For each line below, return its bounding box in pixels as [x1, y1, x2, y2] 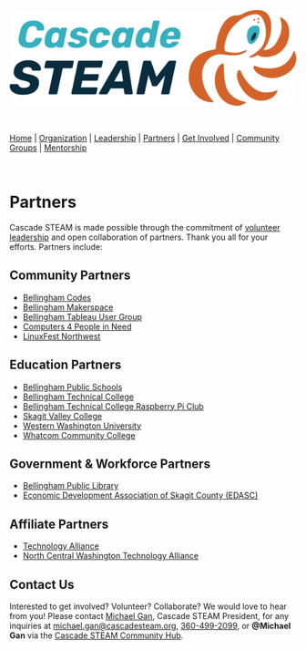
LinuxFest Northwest [22, 330, 101, 342]
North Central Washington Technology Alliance [22, 551, 199, 562]
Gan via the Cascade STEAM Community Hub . [9, 630, 184, 641]
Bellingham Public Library [22, 480, 119, 491]
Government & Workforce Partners [9, 456, 211, 471]
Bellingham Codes [22, 292, 92, 303]
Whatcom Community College [22, 429, 136, 440]
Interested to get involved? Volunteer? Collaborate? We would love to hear [9, 601, 287, 612]
